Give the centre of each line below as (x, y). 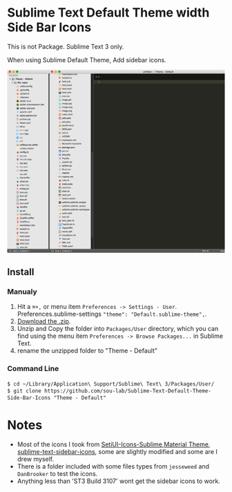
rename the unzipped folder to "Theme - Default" (87, 351)
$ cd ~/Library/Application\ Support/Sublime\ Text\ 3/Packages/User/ (111, 384)
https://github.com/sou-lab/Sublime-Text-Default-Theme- (128, 391)
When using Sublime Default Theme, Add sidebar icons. (87, 59)
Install (21, 272)
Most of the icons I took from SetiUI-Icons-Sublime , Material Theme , (114, 444)
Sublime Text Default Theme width (108, 13)
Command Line (33, 369)
